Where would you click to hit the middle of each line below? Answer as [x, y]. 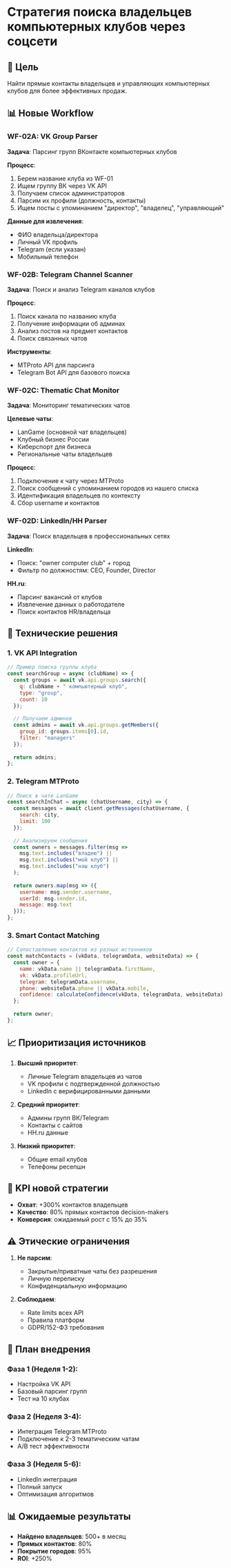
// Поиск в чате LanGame [43, 795]
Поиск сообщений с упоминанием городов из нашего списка [108, 489]
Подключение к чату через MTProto [70, 481]
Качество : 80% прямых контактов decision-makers [93, 1212]
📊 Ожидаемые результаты [69, 1517]
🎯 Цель [23, 67]
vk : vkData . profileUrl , [54, 975]
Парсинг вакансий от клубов [59, 597]
